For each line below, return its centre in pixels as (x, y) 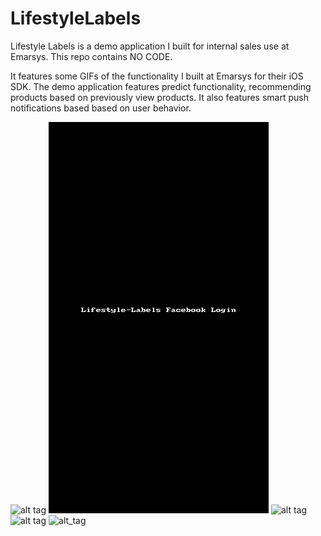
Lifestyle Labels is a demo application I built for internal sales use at (150, 46)
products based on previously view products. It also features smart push (159, 97)
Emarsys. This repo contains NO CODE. (91, 56)
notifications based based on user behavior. (101, 108)
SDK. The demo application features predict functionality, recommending (161, 86)
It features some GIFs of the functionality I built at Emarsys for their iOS (157, 76)
